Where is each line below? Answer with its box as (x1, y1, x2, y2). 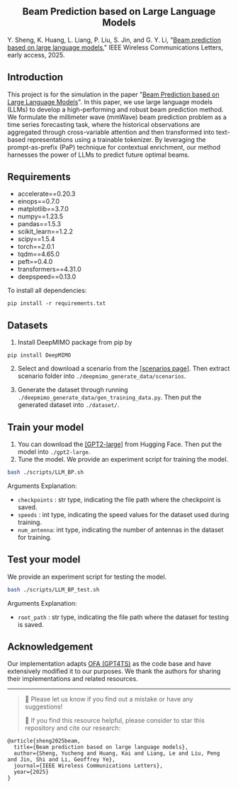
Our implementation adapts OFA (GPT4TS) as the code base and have (7, 660, 211, 668)
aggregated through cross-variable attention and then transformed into (7, 128, 215, 136)
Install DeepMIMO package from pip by (17, 338, 132, 347)
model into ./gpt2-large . (17, 448, 91, 456)
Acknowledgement (7, 641, 93, 653)
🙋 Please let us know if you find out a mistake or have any (24, 695, 193, 704)
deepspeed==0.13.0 (17, 272, 76, 281)
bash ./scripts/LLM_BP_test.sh (7, 586, 100, 593)
